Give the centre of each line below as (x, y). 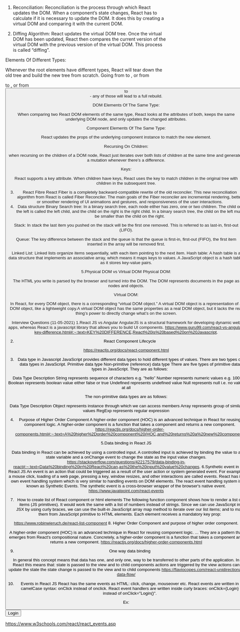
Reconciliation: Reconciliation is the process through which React (82, 7)
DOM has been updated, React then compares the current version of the (89, 39)
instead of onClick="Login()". (130, 593)
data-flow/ (126, 574)
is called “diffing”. (31, 50)
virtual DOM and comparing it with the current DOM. (68, 24)
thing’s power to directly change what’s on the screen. (126, 313)
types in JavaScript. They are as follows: (130, 369)
